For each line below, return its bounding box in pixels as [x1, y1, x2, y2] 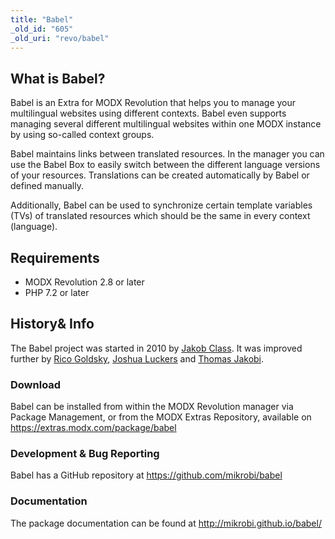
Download [10, 377, 62, 391]
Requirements [10, 249, 100, 266]
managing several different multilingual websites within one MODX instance [10, 118, 322, 130]
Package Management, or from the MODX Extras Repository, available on [10, 411, 312, 423]
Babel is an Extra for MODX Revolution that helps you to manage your [10, 97, 297, 109]
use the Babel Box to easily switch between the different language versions [10, 159, 321, 171]
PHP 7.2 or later [24, 287, 90, 298]
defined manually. [10, 180, 84, 192]
